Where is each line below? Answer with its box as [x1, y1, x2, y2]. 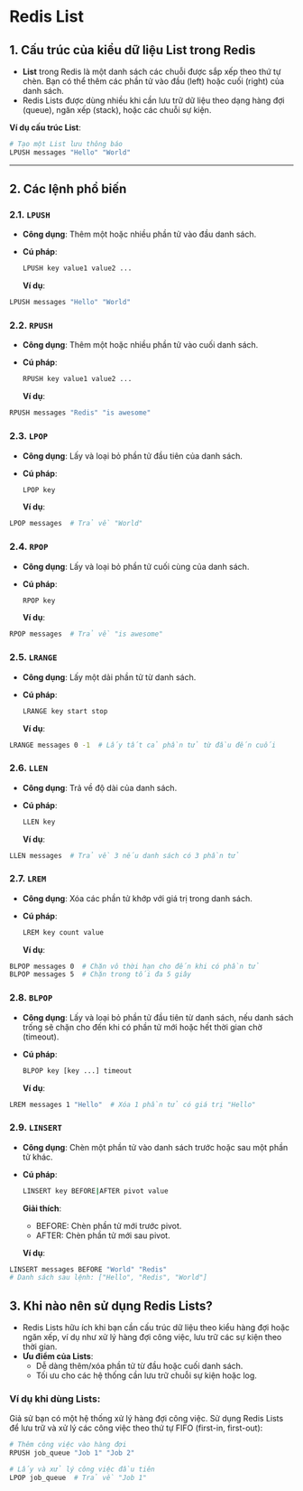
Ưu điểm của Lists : [22, 1351, 94, 1362]
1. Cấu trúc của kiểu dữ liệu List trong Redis [9, 42, 256, 58]
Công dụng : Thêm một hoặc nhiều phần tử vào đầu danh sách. [22, 228, 257, 240]
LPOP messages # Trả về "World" [9, 519, 143, 528]
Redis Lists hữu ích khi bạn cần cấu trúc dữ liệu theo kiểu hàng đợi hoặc [22, 1322, 290, 1333]
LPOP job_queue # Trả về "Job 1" [9, 1474, 147, 1483]
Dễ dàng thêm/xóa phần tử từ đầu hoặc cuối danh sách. [35, 1361, 243, 1372]
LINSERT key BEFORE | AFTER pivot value [22, 1186, 169, 1196]
